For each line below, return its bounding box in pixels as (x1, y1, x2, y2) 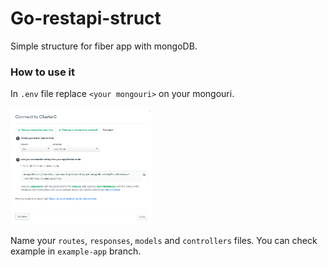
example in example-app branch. (10, 245, 142, 257)
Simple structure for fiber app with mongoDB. (10, 40, 198, 52)
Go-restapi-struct (10, 7, 162, 30)
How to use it (10, 65, 75, 79)
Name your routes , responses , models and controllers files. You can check (10, 235, 318, 247)
